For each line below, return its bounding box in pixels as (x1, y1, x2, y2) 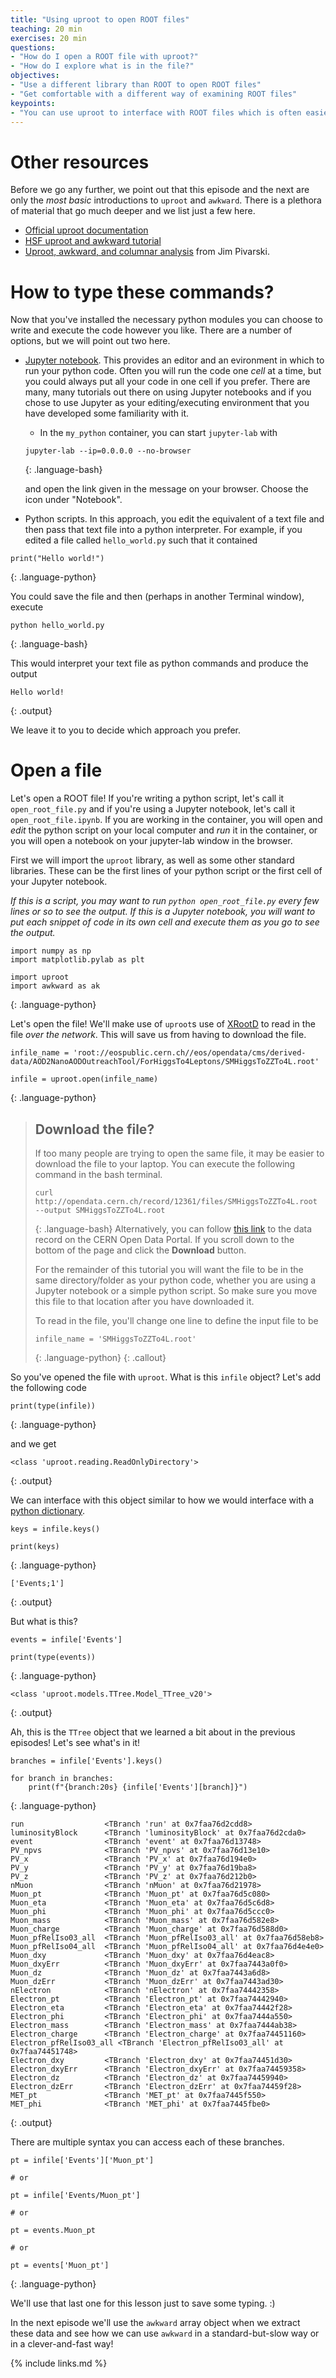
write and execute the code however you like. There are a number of (10, 324, 293, 336)
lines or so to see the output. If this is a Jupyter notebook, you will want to (10, 906, 316, 918)
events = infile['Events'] (10, 1635, 123, 1645)
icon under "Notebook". (24, 494, 123, 506)
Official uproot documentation (24, 224, 149, 236)
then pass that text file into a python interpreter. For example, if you (24, 524, 303, 536)
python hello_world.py (10, 621, 105, 631)
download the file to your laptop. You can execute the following (34, 1158, 296, 1170)
